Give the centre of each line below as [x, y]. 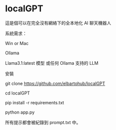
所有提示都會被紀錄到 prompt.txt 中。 [43, 122]
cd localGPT [18, 93]
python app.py [20, 112]
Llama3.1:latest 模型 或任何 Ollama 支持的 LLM [52, 63]
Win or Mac [17, 43]
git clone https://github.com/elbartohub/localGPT [55, 83]
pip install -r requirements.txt [35, 102]
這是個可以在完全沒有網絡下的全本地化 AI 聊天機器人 [58, 23]
